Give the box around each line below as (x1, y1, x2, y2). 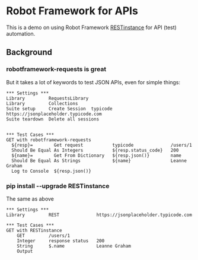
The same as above (6, 195, 55, 202)
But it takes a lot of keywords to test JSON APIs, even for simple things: (6, 78, 181, 85)
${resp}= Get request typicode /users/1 (11, 142, 193, 148)
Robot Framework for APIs (6, 4, 138, 18)
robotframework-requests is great (6, 65, 107, 74)
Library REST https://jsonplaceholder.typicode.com (6, 212, 193, 218)
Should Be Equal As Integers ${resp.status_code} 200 (11, 147, 179, 153)
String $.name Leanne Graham (17, 243, 132, 249)
